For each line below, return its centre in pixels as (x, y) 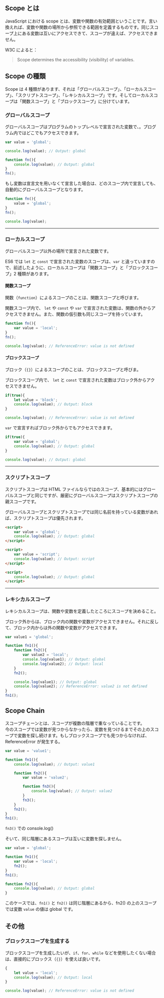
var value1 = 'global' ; (29, 637)
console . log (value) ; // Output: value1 (54, 764)
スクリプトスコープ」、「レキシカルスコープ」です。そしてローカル (84, 95)
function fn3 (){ (39, 787)
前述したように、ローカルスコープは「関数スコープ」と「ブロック (79, 268)
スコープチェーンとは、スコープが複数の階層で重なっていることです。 (75, 723)
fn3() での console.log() (29, 828)
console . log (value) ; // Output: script (54, 559)
